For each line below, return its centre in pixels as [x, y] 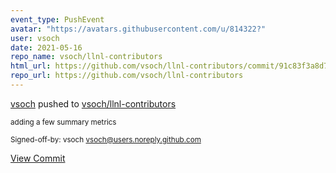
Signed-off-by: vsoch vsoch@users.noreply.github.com [106, 139]
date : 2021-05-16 [46, 47]
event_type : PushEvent [57, 19]
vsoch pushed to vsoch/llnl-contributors [93, 103]
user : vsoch [35, 38]
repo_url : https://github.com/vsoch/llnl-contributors [127, 76]
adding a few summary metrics [63, 122]
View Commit [38, 158]
